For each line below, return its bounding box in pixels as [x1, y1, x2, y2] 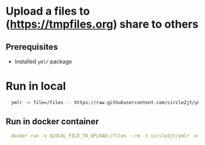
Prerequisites [6, 42, 58, 52]
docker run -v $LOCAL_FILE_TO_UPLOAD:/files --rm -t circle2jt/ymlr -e [11, 133, 198, 139]
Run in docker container [6, 116, 99, 127]
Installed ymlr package [14, 58, 72, 65]
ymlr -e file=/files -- [11, 99, 72, 105]
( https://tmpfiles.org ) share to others [6, 17, 199, 31]
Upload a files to [6, 4, 90, 18]
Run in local [6, 80, 66, 93]
